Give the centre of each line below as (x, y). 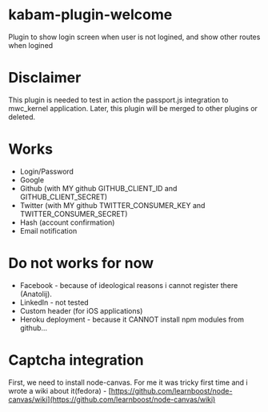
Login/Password (47, 171)
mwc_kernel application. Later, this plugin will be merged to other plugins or (133, 108)
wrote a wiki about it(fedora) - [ (60, 390)
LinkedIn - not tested (54, 302)
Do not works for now (81, 263)
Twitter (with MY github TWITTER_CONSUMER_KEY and (112, 205)
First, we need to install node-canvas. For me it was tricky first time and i (128, 382)
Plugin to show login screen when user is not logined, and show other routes (134, 37)
